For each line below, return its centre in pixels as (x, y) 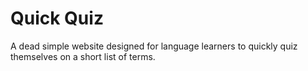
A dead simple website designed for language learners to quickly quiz (154, 46)
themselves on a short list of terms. (83, 56)
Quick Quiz (57, 18)
